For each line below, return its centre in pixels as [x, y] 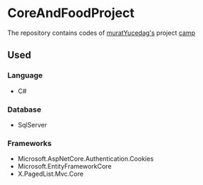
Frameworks [30, 143]
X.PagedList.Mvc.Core [51, 174]
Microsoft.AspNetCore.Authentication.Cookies [86, 159]
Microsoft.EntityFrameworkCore [64, 166]
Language [25, 75]
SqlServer [32, 125]
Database [24, 110]
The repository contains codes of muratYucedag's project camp [101, 33]
